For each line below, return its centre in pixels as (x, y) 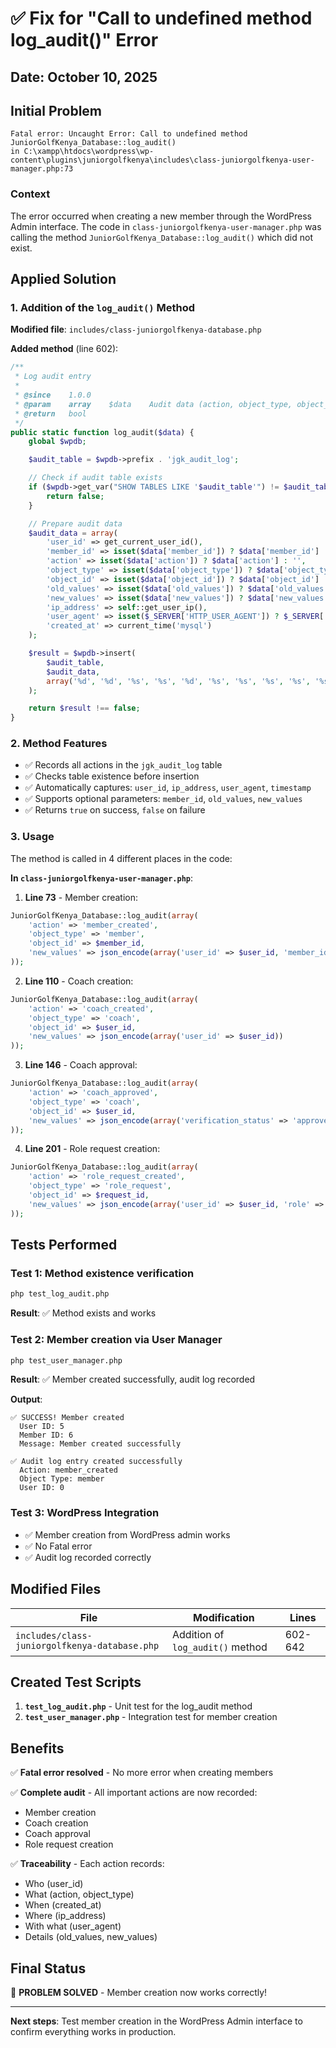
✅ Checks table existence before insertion (112, 776)
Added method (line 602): (64, 349)
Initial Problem (56, 110)
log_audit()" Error (84, 40)
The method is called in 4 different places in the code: (121, 858)
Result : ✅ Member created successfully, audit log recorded (133, 1379)
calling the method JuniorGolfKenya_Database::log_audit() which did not (161, 237)
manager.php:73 (42, 169)
